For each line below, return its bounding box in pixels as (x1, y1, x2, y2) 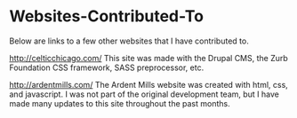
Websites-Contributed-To (9, 6, 205, 27)
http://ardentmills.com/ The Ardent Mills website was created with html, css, (9, 79, 289, 90)
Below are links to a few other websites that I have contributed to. (9, 35, 249, 46)
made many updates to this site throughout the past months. (9, 98, 230, 108)
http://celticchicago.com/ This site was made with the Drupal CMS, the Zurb (9, 52, 289, 63)
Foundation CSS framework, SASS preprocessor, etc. (9, 62, 205, 73)
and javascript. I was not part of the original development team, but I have (9, 89, 280, 99)
